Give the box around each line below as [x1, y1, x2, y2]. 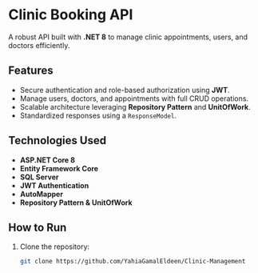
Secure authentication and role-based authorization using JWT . [19, 85, 230, 94]
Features [8, 64, 54, 78]
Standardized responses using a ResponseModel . [19, 110, 177, 120]
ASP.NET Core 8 [19, 155, 76, 165]
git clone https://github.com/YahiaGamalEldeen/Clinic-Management [19, 258, 246, 266]
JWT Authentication [19, 180, 89, 190]
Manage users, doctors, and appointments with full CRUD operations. [19, 94, 249, 103]
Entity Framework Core [19, 163, 98, 173]
